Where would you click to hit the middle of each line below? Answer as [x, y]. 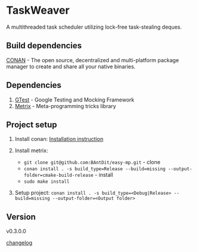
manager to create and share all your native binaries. [71, 66]
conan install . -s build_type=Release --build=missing [95, 169]
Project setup [32, 125]
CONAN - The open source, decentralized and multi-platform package [92, 60]
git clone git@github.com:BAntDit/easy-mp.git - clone [92, 162]
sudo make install [47, 182]
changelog [19, 243]
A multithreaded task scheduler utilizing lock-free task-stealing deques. [94, 27]
